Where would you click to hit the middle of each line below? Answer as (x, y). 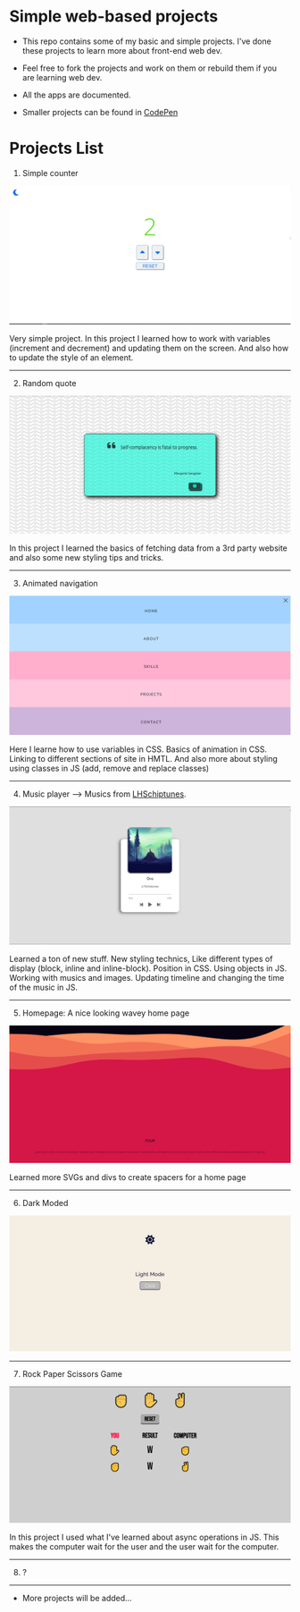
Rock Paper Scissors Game (72, 1373)
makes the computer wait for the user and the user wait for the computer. (144, 1546)
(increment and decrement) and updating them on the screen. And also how (149, 348)
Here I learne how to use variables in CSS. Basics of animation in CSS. (138, 749)
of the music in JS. (44, 987)
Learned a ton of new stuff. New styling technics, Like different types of (141, 959)
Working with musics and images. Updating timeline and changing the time (147, 978)
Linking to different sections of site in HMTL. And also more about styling (144, 758)
